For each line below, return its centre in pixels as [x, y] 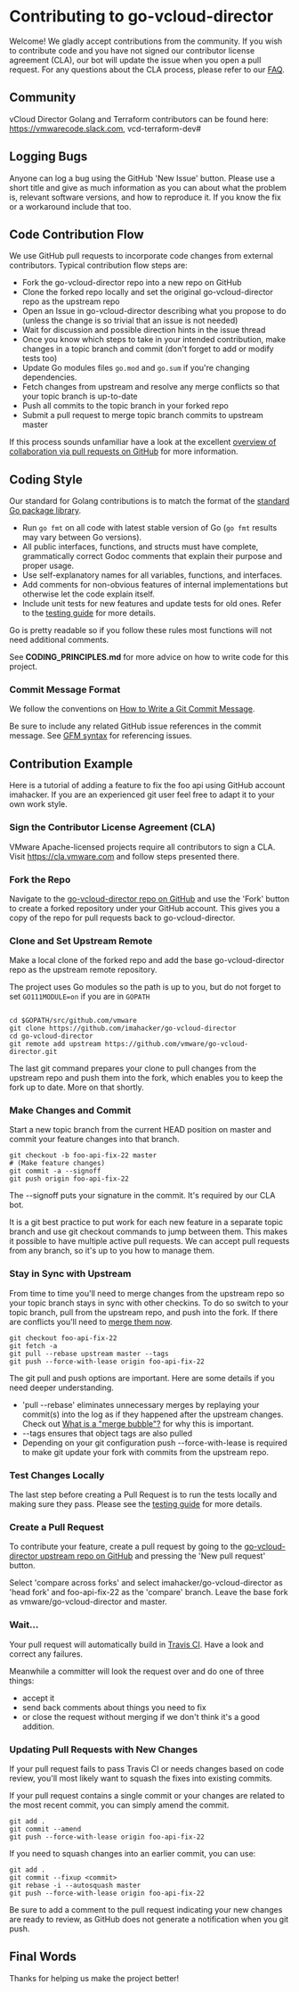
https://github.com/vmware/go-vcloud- [177, 1044]
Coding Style [46, 479]
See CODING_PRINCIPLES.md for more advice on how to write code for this [149, 657]
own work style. [39, 804]
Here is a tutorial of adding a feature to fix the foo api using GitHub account [147, 786]
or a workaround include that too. [70, 206]
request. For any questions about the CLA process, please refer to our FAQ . [147, 70]
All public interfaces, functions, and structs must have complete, [140, 547]
